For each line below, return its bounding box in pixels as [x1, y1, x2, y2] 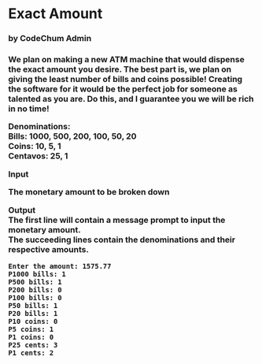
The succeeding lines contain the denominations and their [8, 234, 236, 245]
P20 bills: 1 [8, 309, 58, 318]
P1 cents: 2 [8, 348, 54, 357]
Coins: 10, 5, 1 [8, 141, 61, 152]
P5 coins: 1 [8, 325, 54, 333]
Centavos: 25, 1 [8, 150, 68, 162]
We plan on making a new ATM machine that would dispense [8, 54, 245, 65]
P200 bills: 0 [8, 285, 62, 294]
